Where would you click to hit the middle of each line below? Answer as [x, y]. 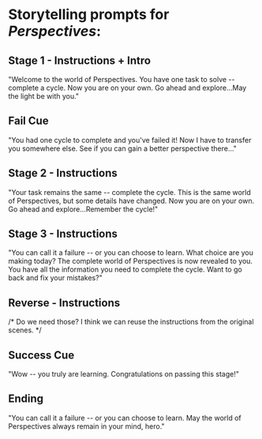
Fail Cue [28, 121]
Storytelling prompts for [89, 15]
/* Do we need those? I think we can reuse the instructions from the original [131, 322]
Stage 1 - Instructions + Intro [80, 60]
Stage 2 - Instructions [63, 173]
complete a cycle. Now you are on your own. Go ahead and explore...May [127, 88]
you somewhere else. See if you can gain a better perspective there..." [122, 148]
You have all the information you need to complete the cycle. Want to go [125, 269]
